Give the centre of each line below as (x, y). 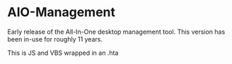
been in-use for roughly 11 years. (55, 39)
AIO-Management (61, 12)
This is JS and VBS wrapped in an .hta (63, 53)
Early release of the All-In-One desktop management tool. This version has (116, 32)
